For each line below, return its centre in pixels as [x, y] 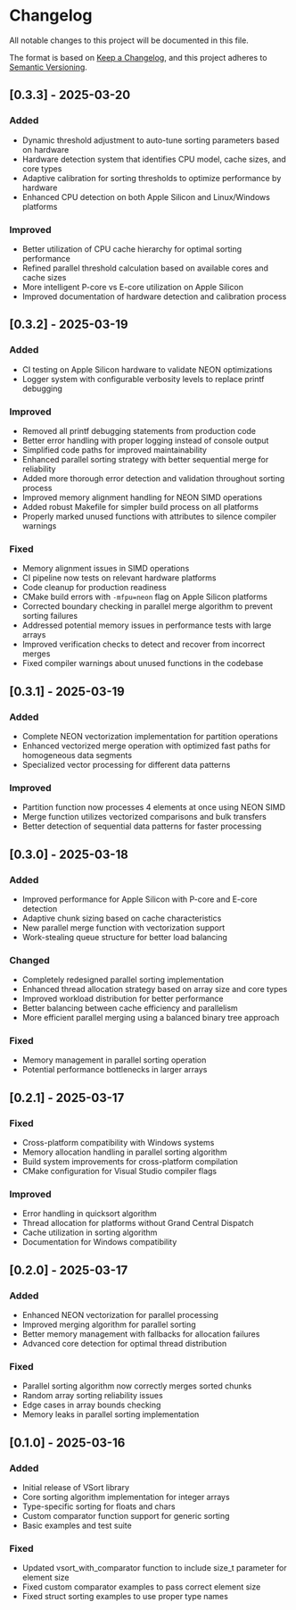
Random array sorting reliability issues [92, 1396]
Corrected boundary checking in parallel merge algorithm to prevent [148, 606]
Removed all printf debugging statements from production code [139, 430]
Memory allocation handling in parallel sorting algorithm [124, 1152]
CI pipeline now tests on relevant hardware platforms [119, 578]
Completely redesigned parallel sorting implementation [123, 980]
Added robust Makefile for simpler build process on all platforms [140, 506]
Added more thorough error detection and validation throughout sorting [153, 478]
